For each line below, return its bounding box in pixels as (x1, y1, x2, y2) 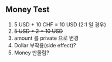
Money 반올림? (13, 49, 49, 56)
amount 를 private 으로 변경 (13, 35, 79, 42)
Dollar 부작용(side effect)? (13, 42, 76, 49)
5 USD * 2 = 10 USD (13, 27, 63, 35)
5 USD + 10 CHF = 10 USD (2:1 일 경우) (13, 20, 107, 28)
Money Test (5, 5, 50, 15)
